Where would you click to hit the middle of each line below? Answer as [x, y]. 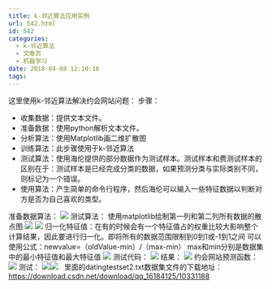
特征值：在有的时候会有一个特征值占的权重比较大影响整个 [162, 226]
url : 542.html [32, 24]
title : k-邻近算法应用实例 [49, 16]
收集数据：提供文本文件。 [63, 118]
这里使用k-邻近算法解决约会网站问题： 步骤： [84, 100]
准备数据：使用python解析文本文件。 [82, 127]
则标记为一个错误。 [52, 179]
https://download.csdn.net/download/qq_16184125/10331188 [109, 276]
